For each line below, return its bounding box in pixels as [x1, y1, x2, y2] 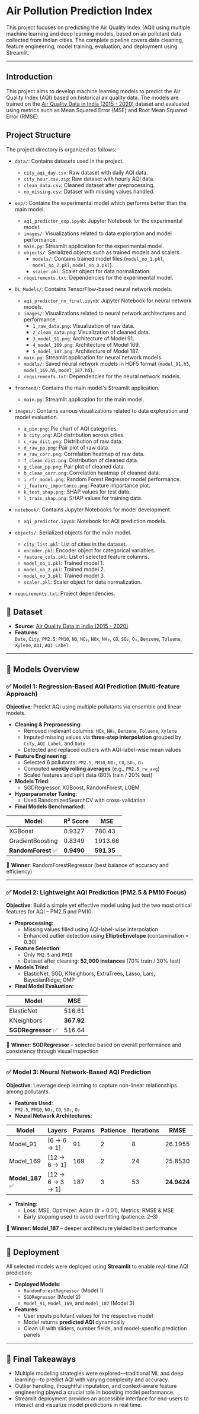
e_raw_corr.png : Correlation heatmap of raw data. [23, 450, 145, 457]
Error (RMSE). [6, 113, 40, 120]
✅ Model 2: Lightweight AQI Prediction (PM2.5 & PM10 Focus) [6, 888, 187, 896]
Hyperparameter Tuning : [14, 790, 78, 798]
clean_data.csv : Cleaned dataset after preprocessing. [23, 181, 155, 188]
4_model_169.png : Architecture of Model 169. [32, 341, 140, 348]
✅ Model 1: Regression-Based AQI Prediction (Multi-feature [6, 682, 180, 690]
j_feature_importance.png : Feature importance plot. [23, 482, 151, 489]
